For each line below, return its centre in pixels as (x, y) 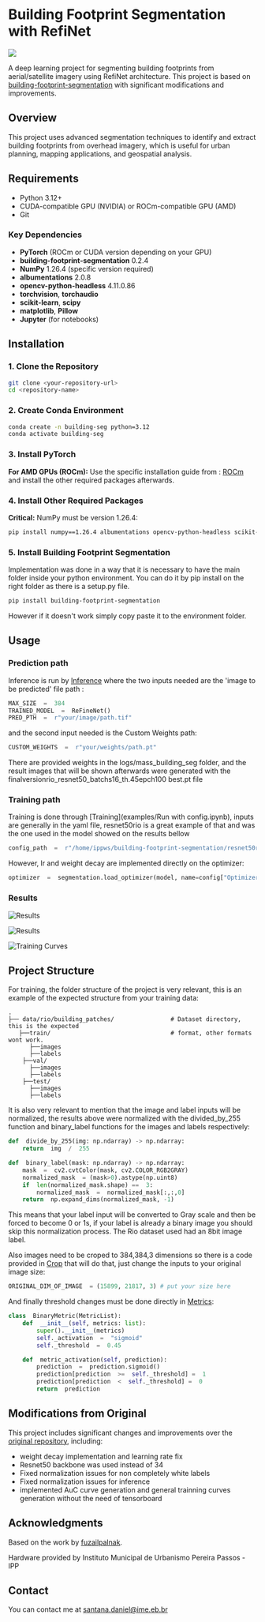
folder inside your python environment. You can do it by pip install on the (126, 578)
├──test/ (37, 1082)
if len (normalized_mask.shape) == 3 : (88, 1185)
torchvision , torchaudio (59, 294)
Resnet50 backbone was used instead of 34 (91, 1464)
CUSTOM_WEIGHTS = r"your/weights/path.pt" (82, 748)
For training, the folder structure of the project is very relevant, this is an (125, 989)
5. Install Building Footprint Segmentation (90, 552)
